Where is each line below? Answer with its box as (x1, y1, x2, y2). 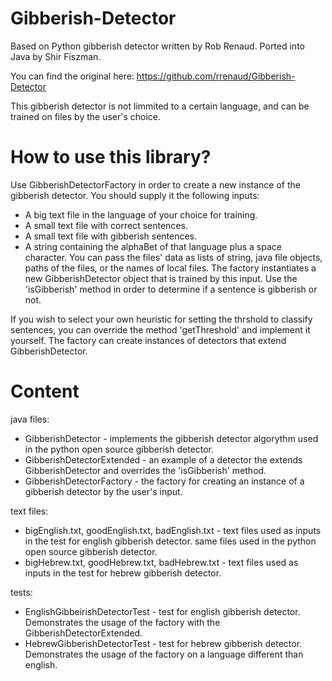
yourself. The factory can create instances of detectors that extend (10, 334, 287, 346)
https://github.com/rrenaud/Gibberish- (136, 70, 296, 82)
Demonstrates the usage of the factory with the (24, 616, 221, 628)
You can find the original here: (10, 70, 135, 82)
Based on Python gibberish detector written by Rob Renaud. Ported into (10, 40, 305, 52)
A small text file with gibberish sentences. (24, 230, 198, 242)
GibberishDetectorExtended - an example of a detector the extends (24, 453, 303, 466)
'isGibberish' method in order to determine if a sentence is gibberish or (24, 283, 318, 295)
